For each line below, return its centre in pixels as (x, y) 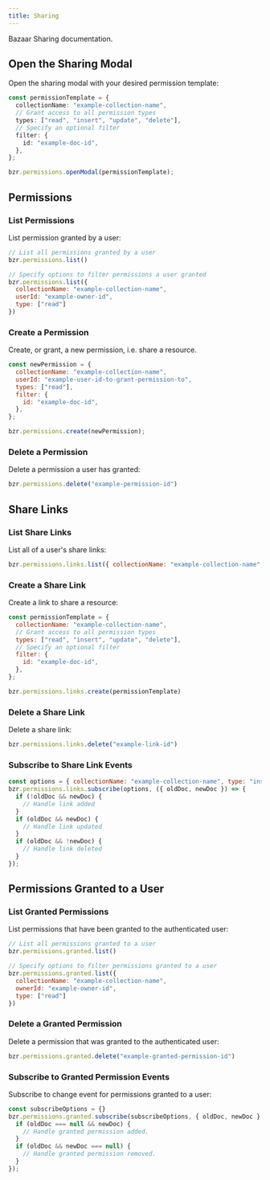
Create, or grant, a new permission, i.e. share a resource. (102, 350)
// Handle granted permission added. (86, 1131)
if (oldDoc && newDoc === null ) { (73, 1146)
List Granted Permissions (59, 912)
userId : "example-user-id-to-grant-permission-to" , (104, 379)
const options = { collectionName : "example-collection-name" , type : (127, 782)
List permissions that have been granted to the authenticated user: (119, 929)
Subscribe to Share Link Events (70, 764)
